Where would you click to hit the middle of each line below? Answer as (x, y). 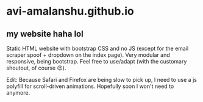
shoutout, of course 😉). (36, 68)
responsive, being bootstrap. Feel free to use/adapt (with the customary (97, 61)
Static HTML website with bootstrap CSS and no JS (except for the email (98, 48)
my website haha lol (45, 34)
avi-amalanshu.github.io (70, 11)
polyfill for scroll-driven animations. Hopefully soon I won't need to (90, 86)
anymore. (18, 93)
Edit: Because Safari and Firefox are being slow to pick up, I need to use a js (101, 80)
